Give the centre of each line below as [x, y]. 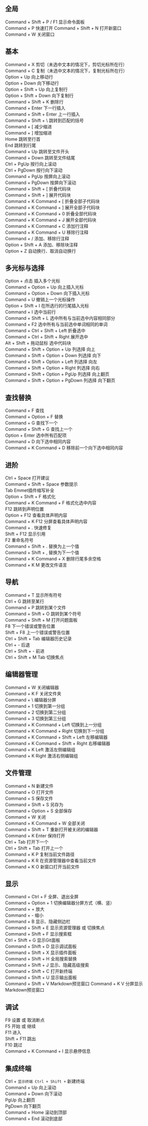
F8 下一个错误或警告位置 [30, 626]
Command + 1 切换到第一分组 [35, 706]
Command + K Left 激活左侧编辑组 [40, 750]
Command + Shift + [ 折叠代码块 [38, 188]
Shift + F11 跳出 [21, 1039]
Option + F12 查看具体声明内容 [36, 515]
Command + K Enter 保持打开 [35, 836]
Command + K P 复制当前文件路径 [40, 854]
